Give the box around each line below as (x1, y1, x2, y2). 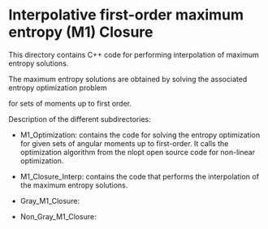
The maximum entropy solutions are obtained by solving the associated (8, 74, 248, 84)
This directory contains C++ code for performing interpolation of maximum (8, 50, 259, 59)
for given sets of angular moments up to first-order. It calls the (19, 138, 229, 148)
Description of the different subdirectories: (8, 114, 152, 123)
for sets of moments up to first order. (8, 98, 132, 108)
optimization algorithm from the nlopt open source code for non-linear (19, 147, 256, 157)
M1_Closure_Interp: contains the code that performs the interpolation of (19, 171, 260, 181)
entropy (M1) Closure (8, 23, 153, 41)
